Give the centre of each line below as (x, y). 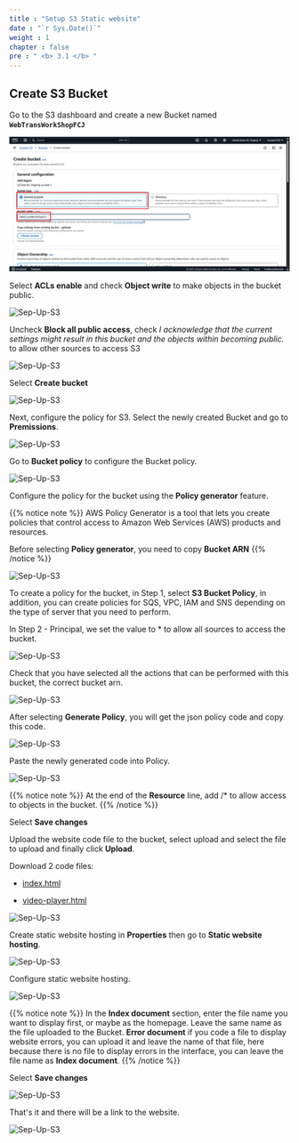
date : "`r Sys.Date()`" (55, 28)
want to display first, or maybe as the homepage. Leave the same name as (145, 1022)
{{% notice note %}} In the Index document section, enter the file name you (149, 1013)
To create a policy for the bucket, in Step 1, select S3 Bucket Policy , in (138, 592)
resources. (29, 531)
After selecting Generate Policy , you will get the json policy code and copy (146, 717)
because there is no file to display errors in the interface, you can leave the (147, 1050)
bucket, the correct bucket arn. (66, 682)
